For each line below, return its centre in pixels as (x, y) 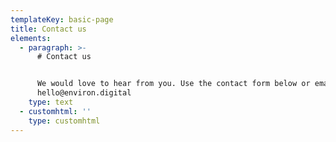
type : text (51, 102)
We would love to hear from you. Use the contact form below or (173, 84)
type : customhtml (64, 121)
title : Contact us (48, 29)
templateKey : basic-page (62, 19)
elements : (31, 38)
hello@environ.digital (84, 93)
